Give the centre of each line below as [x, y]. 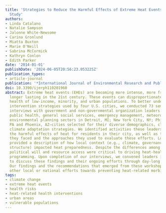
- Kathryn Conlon [23, 56]
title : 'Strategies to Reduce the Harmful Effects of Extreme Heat [76, 10]
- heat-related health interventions [44, 193]
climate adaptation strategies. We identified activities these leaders [86, 129]
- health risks [21, 189]
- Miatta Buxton [22, 42]
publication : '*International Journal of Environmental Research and [78, 83]
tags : [11, 175]
